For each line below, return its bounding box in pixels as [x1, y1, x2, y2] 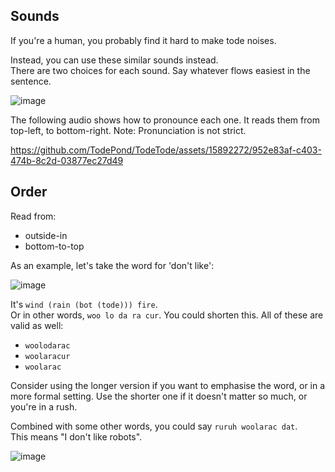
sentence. [10, 75, 52, 87]
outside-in [24, 229, 68, 241]
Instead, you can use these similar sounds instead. [10, 54, 219, 66]
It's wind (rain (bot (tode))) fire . [10, 298, 158, 310]
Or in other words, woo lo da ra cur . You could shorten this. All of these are [10, 309, 324, 321]
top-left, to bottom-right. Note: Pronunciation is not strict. [10, 124, 247, 136]
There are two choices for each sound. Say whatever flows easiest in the [10, 64, 311, 76]
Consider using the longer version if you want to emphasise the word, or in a [10, 379, 326, 391]
